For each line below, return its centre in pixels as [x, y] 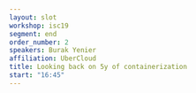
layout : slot [33, 17]
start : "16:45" [37, 75]
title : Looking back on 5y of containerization [98, 67]
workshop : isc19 [39, 26]
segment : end [33, 34]
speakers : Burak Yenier [53, 50]
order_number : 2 [39, 42]
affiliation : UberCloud [53, 58]
